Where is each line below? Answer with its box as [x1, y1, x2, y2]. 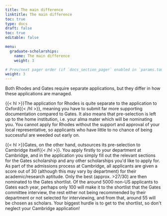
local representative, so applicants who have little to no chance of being [5, 127, 153, 133]
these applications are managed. [5, 91, 72, 97]
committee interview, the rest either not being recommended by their [5, 190, 146, 196]
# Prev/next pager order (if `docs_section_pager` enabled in [5, 67, 137, 72]
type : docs [5, 21, 28, 26]
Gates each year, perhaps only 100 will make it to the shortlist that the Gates [5, 184, 161, 190]
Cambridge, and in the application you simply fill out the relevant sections [5, 153, 156, 159]
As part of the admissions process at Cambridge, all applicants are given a [5, 163, 158, 169]
